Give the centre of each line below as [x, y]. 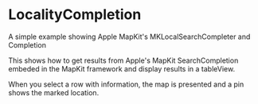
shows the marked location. [54, 92]
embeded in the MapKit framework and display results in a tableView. [122, 68]
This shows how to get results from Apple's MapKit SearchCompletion [123, 60]
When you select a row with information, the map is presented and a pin [126, 84]
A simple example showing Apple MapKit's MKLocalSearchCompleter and [129, 37]
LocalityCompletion [75, 15]
